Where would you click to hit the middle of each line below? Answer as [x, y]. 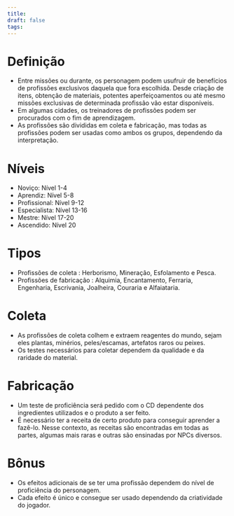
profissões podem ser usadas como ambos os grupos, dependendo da [120, 133]
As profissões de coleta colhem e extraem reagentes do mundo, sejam [119, 335]
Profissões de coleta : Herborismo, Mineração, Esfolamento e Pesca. [117, 273]
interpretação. [38, 140]
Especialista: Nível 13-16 [52, 210]
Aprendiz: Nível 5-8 [46, 195]
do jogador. [34, 505]
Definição [36, 61]
